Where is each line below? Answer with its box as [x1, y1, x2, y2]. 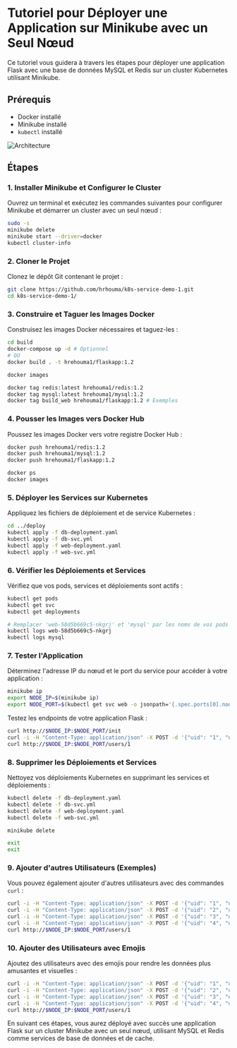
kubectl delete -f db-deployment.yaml [7, 795, 121, 802]
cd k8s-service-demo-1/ [7, 293, 78, 300]
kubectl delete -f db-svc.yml [7, 801, 97, 808]
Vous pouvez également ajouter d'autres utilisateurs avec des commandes [7, 879, 224, 887]
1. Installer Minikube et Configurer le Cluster [7, 183, 162, 193]
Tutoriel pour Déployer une [7, 5, 168, 21]
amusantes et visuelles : [7, 967, 78, 975]
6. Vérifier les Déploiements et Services [7, 565, 146, 575]
